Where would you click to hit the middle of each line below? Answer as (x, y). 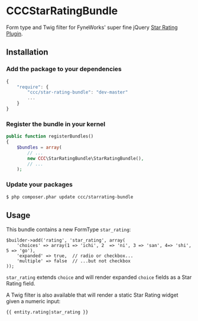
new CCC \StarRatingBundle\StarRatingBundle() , (86, 158)
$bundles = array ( (39, 147)
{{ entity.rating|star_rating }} (47, 312)
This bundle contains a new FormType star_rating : (69, 230)
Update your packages (39, 185)
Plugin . (14, 33)
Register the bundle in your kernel (56, 124)
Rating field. (21, 284)
